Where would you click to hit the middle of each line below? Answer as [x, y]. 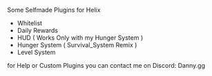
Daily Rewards [38, 30]
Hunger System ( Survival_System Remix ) [77, 45]
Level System [36, 52]
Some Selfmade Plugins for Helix [54, 10]
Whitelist [30, 23]
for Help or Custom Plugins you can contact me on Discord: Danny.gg [106, 65]
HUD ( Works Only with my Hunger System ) [80, 38]
